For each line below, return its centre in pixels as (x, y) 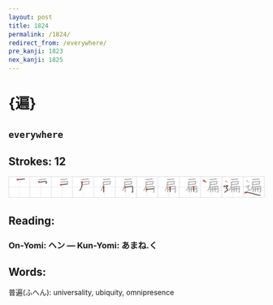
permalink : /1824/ (39, 34)
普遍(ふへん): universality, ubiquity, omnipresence (91, 293)
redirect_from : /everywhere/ (58, 43)
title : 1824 (28, 26)
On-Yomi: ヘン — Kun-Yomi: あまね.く (83, 245)
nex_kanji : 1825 (36, 60)
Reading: (32, 220)
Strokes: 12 (37, 161)
